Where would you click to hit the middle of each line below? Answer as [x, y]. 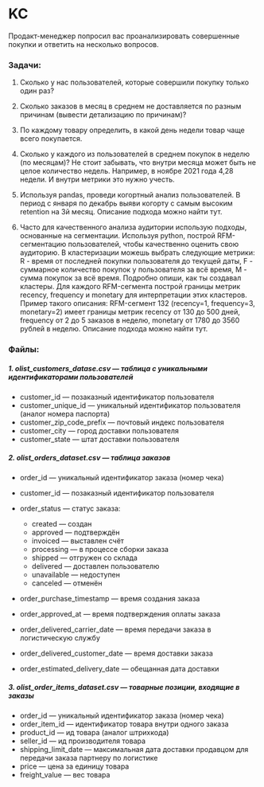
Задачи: [25, 65]
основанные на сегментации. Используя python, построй [118, 236]
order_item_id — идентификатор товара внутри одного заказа [124, 724]
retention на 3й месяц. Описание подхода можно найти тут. [121, 212]
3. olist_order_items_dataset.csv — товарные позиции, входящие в [124, 687]
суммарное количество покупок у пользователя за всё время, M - [134, 270]
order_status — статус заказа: [70, 509]
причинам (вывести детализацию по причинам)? [103, 115]
